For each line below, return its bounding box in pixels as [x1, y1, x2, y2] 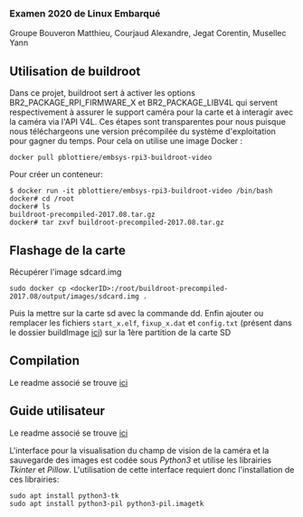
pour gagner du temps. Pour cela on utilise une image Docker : [9, 136, 243, 146]
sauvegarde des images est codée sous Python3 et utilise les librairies [9, 455, 272, 465]
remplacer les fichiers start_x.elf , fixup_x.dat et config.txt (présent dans [9, 317, 292, 328]
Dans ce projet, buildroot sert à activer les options [9, 88, 196, 99]
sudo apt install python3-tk [9, 491, 119, 500]
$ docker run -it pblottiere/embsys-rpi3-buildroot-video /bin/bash [9, 186, 273, 196]
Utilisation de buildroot [9, 63, 141, 79]
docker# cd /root [9, 194, 75, 203]
